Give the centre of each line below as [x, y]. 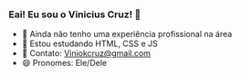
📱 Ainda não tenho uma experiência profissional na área [127, 34]
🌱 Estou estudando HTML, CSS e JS [89, 43]
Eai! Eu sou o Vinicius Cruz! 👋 [75, 14]
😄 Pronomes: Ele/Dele [64, 63]
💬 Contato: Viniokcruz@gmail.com [86, 53]
